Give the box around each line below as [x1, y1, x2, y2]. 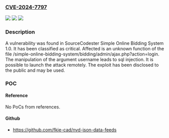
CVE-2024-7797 [5, 4, 47, 11]
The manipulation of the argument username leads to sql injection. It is [5, 56, 154, 62]
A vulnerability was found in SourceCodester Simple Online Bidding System [5, 40, 164, 46]
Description [5, 29, 35, 36]
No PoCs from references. [5, 103, 60, 110]
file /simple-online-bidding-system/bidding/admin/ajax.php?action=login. [5, 51, 160, 57]
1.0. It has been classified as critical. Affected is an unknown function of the [5, 45, 164, 51]
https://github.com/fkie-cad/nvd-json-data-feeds [12, 126, 117, 133]
